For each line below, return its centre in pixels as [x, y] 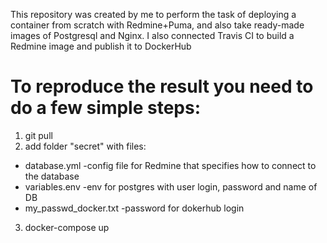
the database [52, 176]
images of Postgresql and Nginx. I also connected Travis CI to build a [152, 35]
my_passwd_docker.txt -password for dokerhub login [134, 208]
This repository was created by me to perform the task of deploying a [153, 14]
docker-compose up [67, 227]
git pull [38, 135]
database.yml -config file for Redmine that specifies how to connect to [170, 165]
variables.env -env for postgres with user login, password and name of [171, 186]
